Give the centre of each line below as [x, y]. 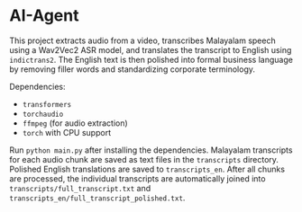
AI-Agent [44, 16]
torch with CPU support [66, 132]
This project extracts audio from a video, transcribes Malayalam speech [143, 40]
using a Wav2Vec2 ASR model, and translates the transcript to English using [151, 49]
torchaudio [43, 114]
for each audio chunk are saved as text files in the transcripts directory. [144, 159]
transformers [47, 104]
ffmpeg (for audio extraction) [75, 123]
